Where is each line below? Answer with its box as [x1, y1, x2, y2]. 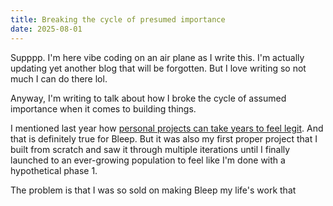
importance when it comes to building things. [10, 102, 197, 115]
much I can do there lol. [10, 72, 108, 85]
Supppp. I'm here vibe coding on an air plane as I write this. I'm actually [10, 51, 305, 63]
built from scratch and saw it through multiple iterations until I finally [10, 143, 291, 155]
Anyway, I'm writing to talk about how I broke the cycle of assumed [10, 92, 287, 104]
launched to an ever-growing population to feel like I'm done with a [10, 154, 286, 166]
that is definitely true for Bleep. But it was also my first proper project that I [10, 132, 318, 145]
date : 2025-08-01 [10, 24, 83, 34]
